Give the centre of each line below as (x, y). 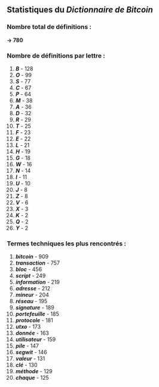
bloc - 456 (29, 269)
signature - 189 (35, 308)
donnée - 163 (32, 333)
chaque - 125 (32, 378)
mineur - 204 (32, 295)
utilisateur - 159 (36, 340)
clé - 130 (26, 365)
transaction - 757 (38, 263)
